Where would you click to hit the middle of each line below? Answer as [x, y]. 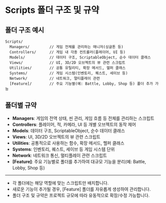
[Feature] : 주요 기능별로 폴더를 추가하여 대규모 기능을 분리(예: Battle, [79, 161]
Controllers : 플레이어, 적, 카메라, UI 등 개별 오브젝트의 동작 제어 [74, 124]
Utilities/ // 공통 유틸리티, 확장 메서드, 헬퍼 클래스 [68, 68]
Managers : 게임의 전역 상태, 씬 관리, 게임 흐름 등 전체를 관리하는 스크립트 [83, 118]
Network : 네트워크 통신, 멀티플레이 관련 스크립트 [60, 155]
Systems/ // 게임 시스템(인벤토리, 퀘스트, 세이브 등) [69, 73]
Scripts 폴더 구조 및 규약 [52, 10]
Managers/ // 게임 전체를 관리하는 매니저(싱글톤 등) [66, 47]
